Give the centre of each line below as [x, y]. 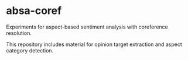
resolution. [19, 33]
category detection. [30, 50]
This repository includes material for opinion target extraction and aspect [94, 44]
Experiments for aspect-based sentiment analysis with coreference [87, 27]
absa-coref [34, 11]
